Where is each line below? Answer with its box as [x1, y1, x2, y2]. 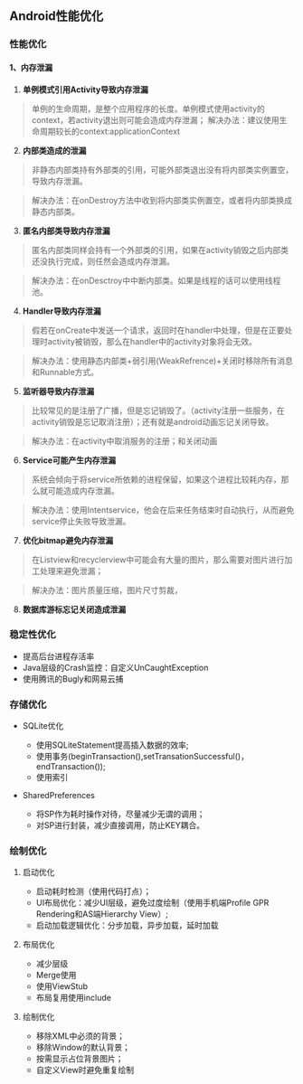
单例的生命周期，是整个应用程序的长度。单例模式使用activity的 [31, 103, 265, 114]
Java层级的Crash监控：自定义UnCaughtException [22, 662, 209, 673]
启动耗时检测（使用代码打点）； [35, 886, 152, 897]
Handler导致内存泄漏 [22, 306, 101, 316]
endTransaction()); [35, 761, 106, 772]
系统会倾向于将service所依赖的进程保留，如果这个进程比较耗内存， [31, 474, 282, 485]
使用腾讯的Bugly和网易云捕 [22, 673, 124, 684]
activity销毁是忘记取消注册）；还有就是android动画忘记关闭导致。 [31, 416, 274, 427]
